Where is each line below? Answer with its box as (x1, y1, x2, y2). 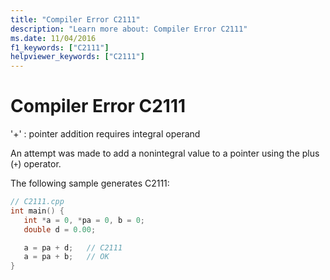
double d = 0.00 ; (23, 224, 97, 235)
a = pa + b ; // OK (23, 252, 110, 262)
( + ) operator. (10, 158, 62, 170)
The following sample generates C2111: (10, 177, 170, 190)
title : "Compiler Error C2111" (10, 14, 141, 25)
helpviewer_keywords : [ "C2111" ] (10, 52, 145, 62)
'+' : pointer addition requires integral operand (10, 128, 201, 140)
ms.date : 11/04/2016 (10, 33, 97, 43)
